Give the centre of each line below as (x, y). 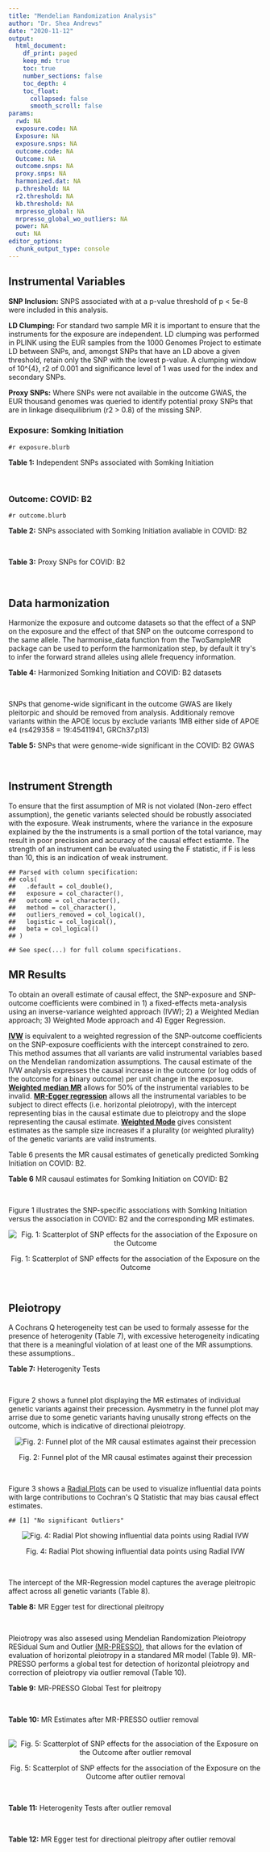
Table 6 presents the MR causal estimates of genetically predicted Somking (134, 1154)
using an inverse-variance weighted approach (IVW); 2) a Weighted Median (134, 1011)
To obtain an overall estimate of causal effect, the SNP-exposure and (123, 994)
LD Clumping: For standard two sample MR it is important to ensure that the (134, 325)
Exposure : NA (37, 136)
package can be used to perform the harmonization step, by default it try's (132, 648)
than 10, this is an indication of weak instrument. (88, 857)
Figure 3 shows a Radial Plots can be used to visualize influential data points (135, 1489)
